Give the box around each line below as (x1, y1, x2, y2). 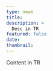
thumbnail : (6, 43, 34, 49)
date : (6, 37, 20, 43)
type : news (6, 8, 34, 15)
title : (6, 14, 23, 20)
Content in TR (6, 58, 40, 66)
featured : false (6, 31, 47, 37)
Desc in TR (11, 25, 39, 32)
